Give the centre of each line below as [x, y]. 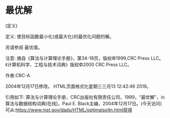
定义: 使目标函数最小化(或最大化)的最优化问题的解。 [60, 36]
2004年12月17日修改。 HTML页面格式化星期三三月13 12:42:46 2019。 [78, 86]
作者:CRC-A [18, 75]
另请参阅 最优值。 [24, 47]
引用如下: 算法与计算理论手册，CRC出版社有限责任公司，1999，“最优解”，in [85, 97]
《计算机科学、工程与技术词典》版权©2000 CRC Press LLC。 [69, 64]
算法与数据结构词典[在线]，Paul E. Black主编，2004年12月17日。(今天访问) [84, 103]
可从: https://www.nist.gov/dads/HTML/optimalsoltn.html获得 [69, 110]
